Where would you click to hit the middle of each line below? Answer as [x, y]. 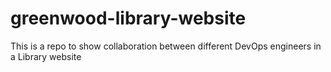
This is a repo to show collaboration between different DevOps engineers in [166, 46]
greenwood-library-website [128, 18]
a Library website [46, 56]
